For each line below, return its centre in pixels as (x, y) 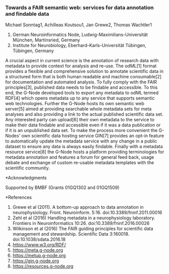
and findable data (27, 14)
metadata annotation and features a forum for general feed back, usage (80, 157)
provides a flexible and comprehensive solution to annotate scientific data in (84, 71)
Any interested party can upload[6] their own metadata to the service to (80, 120)
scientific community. (27, 168)
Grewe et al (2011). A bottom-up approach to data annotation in (78, 207)
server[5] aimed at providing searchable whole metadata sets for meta (78, 109)
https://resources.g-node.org (43, 266)
